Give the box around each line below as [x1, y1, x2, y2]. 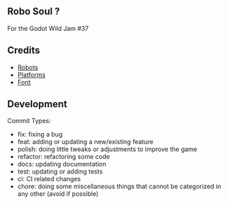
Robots [17, 63, 39, 71]
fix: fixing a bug [17, 130, 63, 139]
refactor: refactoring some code [17, 153, 110, 161]
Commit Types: [7, 117, 51, 125]
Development [7, 98, 68, 111]
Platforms [17, 70, 46, 79]
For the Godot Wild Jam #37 [7, 24, 89, 32]
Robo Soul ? [7, 6, 60, 17]
